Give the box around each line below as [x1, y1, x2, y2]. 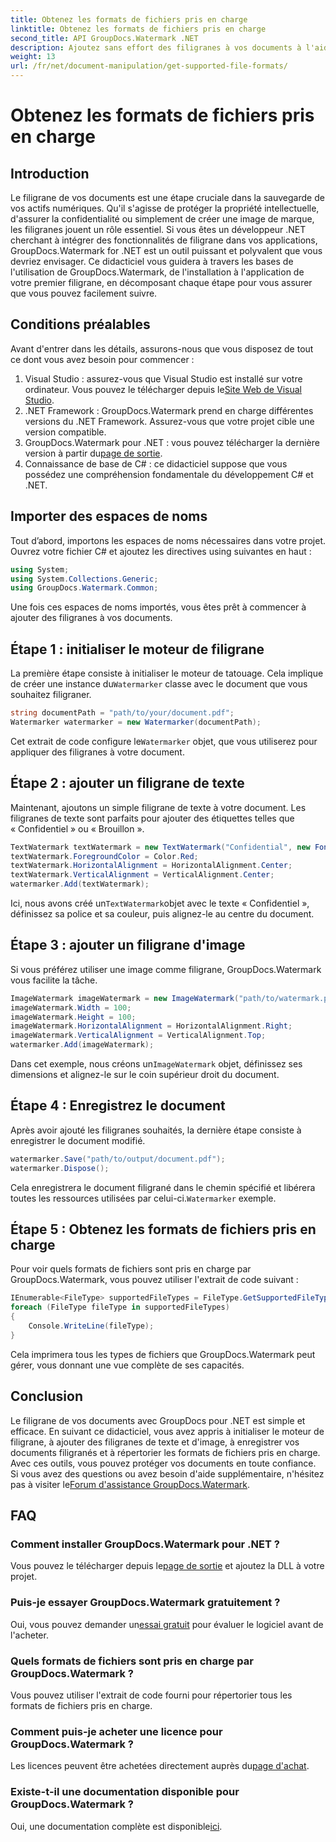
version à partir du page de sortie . [24, 447, 163, 459]
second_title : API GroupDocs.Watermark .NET [10, 33, 199, 43]
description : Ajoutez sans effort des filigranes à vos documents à [10, 42, 302, 53]
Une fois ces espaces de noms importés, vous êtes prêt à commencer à [10, 601, 307, 613]
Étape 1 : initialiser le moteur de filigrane [10, 641, 265, 658]
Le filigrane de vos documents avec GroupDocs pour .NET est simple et [10, 1414, 306, 1426]
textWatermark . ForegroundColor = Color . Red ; [10, 851, 199, 861]
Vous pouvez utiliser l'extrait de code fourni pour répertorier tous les [10, 1689, 293, 1701]
